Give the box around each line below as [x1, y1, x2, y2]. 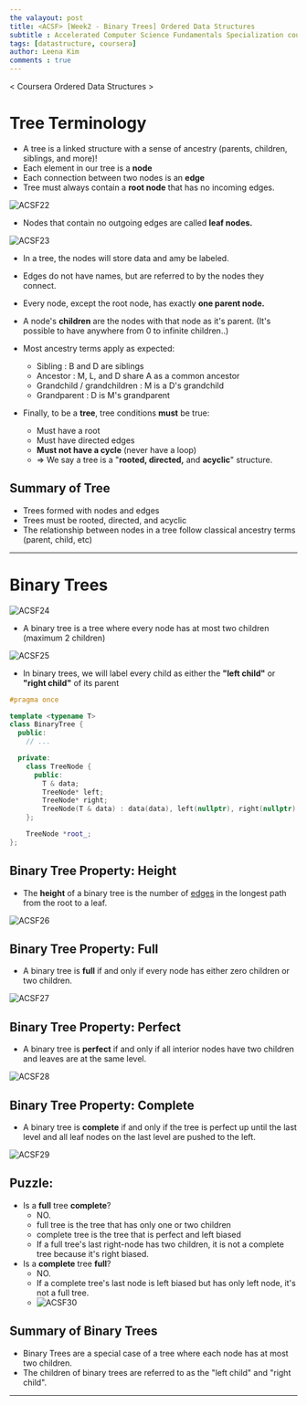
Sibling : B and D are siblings [36, 360, 144, 371]
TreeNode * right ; [42, 796, 108, 805]
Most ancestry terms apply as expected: [22, 343, 175, 354]
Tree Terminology [9, 113, 147, 133]
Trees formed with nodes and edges [22, 504, 160, 516]
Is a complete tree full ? [22, 1258, 111, 1269]
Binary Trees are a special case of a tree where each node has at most [22, 1347, 290, 1358]
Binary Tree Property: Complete [9, 1097, 195, 1113]
